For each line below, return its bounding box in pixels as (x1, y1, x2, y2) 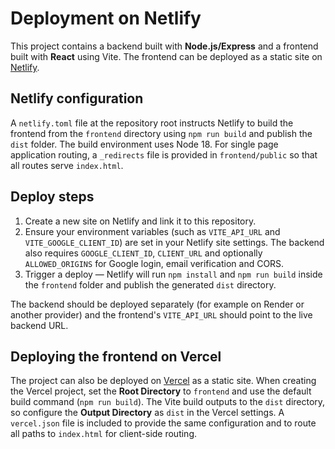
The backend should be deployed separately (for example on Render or (10, 298, 305, 310)
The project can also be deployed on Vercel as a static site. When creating (10, 375, 317, 387)
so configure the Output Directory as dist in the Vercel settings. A (10, 407, 285, 419)
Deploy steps (10, 188, 95, 206)
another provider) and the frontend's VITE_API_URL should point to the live (10, 308, 313, 321)
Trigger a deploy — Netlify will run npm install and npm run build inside (24, 268, 323, 280)
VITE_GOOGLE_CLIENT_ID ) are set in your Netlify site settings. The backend (24, 236, 325, 248)
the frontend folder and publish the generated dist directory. (24, 278, 277, 291)
